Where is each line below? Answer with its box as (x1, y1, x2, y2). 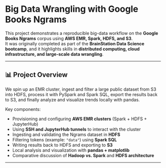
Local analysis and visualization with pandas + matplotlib (12, 147, 130, 153)
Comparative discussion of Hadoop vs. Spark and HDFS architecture (12, 152, 155, 158)
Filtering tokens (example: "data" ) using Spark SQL (12, 136, 117, 142)
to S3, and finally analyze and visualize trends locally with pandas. (5, 97, 140, 102)
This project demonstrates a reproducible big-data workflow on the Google (5, 30, 159, 36)
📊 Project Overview (5, 70, 68, 79)
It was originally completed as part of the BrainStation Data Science (5, 40, 145, 46)
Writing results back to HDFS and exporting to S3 (12, 142, 113, 148)
